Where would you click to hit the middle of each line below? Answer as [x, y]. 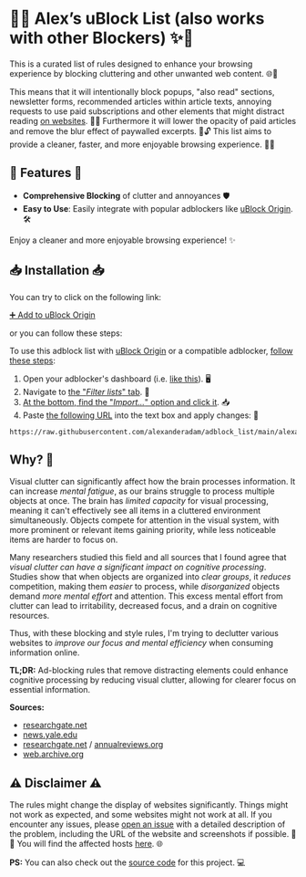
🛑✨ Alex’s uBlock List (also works [137, 19]
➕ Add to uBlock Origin [52, 315]
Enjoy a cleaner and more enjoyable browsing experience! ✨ [122, 240]
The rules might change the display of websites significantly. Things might [149, 805]
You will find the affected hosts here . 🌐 [90, 844]
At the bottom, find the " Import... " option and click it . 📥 [126, 402]
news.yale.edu [50, 735]
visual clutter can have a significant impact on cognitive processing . [138, 567]
